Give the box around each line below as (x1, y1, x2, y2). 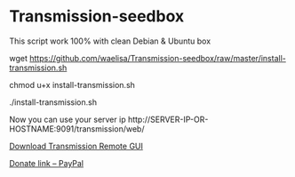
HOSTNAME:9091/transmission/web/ (9, 123, 145, 134)
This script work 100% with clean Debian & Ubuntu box (9, 36, 211, 46)
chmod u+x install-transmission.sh (9, 79, 136, 90)
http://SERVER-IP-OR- (127, 114, 209, 125)
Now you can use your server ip (9, 114, 126, 125)
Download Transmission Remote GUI (9, 141, 144, 151)
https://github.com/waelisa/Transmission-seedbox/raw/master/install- (29, 52, 286, 63)
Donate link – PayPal (9, 157, 84, 168)
